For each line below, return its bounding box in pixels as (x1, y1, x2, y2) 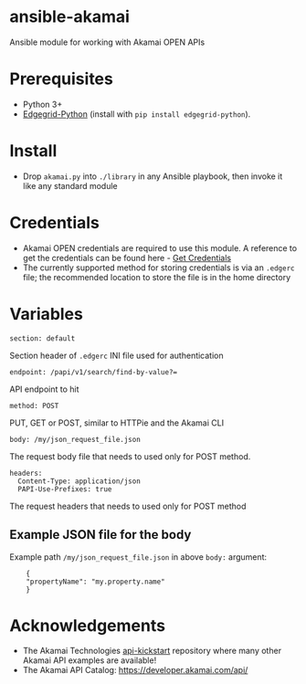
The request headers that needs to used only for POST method (9, 500, 247, 511)
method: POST (9, 401, 59, 410)
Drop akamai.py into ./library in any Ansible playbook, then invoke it (22, 171, 283, 182)
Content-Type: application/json (17, 477, 142, 486)
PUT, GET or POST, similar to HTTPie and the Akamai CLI (9, 417, 225, 428)
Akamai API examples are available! (22, 655, 157, 666)
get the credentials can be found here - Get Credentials (22, 252, 232, 263)
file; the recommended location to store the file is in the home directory (22, 271, 291, 282)
